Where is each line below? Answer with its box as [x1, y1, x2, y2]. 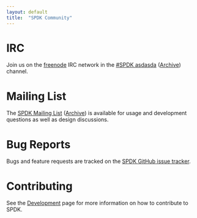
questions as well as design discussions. [6, 116, 109, 123]
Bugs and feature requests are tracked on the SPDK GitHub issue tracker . [6, 157, 191, 165]
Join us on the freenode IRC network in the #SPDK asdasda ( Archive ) [6, 61, 182, 69]
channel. [6, 68, 29, 75]
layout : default [6, 9, 48, 15]
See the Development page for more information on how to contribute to [6, 200, 188, 207]
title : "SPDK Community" [6, 15, 72, 21]
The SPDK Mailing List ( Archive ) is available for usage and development [6, 110, 187, 117]
